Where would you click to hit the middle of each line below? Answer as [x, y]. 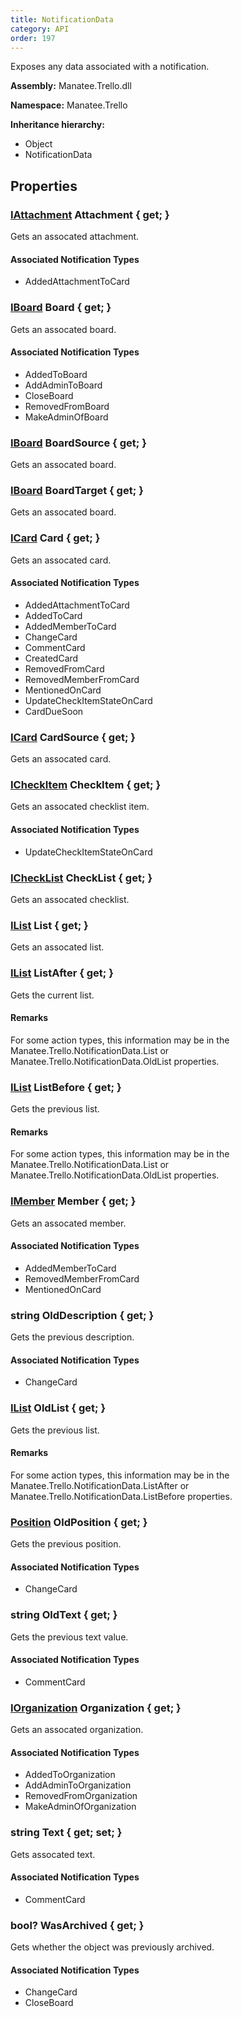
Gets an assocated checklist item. [80, 807]
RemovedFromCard [64, 668]
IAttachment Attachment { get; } [90, 214]
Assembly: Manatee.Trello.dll [71, 86]
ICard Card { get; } [55, 538]
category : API [40, 29]
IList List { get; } [49, 925]
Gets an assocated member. [68, 1223]
